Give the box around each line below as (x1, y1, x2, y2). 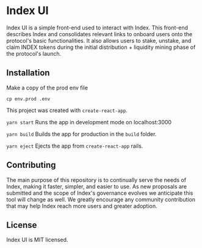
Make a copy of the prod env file (6, 84, 88, 91)
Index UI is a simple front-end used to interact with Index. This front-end (6, 24, 188, 31)
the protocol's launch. (6, 50, 62, 57)
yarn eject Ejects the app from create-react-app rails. (6, 142, 143, 149)
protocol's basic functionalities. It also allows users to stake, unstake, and (6, 37, 192, 44)
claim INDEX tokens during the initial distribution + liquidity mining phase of (6, 43, 196, 51)
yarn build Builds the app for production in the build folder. (6, 130, 157, 138)
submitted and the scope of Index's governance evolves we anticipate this (6, 189, 193, 197)
